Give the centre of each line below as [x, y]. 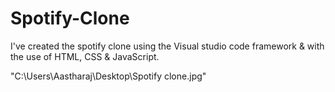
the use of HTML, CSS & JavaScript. [85, 56]
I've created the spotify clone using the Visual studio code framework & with [167, 46]
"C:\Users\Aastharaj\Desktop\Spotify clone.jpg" [108, 76]
